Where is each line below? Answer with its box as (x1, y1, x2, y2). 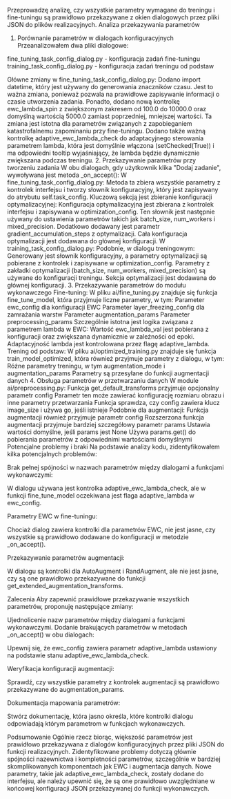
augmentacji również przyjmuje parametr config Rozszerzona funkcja (7, 413, 205, 421)
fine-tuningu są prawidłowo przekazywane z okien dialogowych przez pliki (7, 13, 219, 21)
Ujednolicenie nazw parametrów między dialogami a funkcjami (7, 616, 185, 624)
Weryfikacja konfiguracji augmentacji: (7, 665, 115, 673)
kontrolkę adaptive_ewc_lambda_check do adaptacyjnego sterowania (7, 134, 204, 142)
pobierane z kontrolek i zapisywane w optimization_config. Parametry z (7, 259, 210, 267)
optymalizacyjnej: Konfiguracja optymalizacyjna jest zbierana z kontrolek (7, 200, 214, 208)
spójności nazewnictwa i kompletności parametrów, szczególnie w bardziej (7, 755, 221, 763)
